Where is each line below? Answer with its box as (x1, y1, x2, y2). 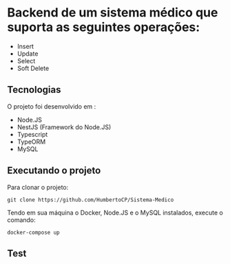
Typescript (17, 130, 48, 138)
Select (17, 56, 36, 65)
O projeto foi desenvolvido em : (7, 102, 96, 111)
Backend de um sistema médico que (7, 5, 218, 21)
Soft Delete (17, 64, 50, 72)
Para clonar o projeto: (7, 183, 69, 191)
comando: (7, 215, 36, 224)
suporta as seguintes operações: (7, 19, 200, 35)
